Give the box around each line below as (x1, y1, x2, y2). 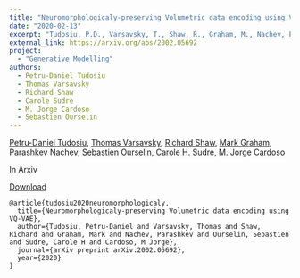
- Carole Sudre (17, 96, 74, 105)
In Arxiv (9, 164, 38, 175)
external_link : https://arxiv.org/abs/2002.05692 (9, 38, 198, 47)
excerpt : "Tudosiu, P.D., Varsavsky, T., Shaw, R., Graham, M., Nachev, (9, 29, 286, 38)
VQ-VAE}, (9, 215, 42, 223)
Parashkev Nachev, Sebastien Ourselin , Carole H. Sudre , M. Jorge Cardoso (9, 147, 286, 157)
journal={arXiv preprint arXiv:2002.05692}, (17, 246, 186, 255)
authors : (9, 63, 42, 72)
